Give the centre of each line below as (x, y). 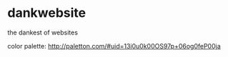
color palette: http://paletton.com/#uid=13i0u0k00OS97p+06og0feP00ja (114, 46)
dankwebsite (47, 13)
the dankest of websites (43, 32)
